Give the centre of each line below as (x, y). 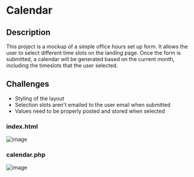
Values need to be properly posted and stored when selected (90, 111)
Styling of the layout (39, 98)
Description (28, 32)
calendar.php (26, 155)
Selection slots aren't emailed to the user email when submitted (93, 105)
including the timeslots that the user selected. (62, 65)
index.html (22, 127)
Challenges (28, 84)
